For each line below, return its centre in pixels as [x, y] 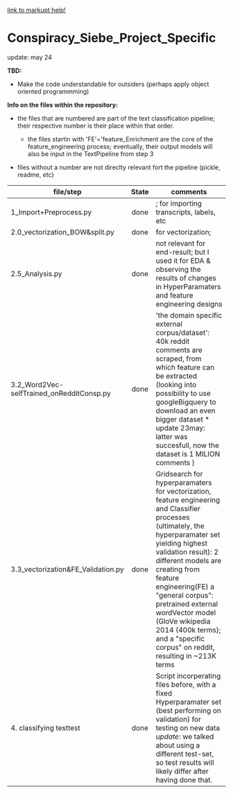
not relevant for [181, 243]
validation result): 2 [187, 552]
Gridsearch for [179, 474]
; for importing [179, 203]
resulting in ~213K [186, 656]
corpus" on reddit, [185, 647]
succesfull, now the [188, 445]
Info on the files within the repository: [63, 105]
